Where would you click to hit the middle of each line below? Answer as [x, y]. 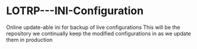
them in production [29, 40]
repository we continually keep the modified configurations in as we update [99, 33]
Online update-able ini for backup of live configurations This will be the [93, 27]
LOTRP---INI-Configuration [75, 11]
